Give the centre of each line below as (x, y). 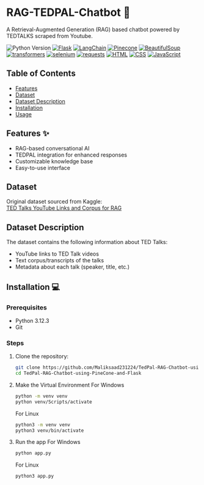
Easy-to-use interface (43, 168)
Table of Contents (41, 74)
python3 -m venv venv (43, 424)
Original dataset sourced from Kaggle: (54, 202)
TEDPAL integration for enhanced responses (71, 155)
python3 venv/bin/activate (49, 431)
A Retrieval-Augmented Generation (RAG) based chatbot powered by (93, 29)
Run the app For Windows (48, 442)
